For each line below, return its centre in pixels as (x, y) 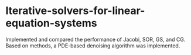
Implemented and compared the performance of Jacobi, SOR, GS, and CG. (95, 39)
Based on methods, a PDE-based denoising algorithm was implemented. (93, 46)
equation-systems (51, 23)
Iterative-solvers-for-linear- (75, 11)
